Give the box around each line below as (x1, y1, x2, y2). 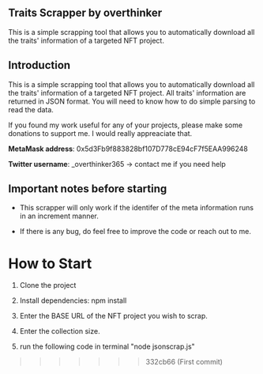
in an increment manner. (19, 211, 99, 221)
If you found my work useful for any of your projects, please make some (8, 120, 243, 130)
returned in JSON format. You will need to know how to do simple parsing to (8, 96, 256, 106)
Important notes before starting (8, 182, 167, 196)
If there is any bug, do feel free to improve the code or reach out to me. (19, 227, 251, 236)
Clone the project (19, 281, 77, 290)
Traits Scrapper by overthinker (8, 6, 163, 20)
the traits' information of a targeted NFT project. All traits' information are (8, 88, 246, 97)
